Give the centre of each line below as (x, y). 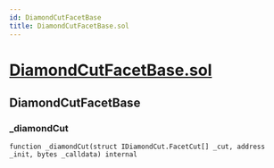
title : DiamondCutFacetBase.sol (69, 26)
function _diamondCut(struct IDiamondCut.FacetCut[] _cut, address (137, 147)
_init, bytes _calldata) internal (74, 155)
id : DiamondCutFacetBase (55, 17)
